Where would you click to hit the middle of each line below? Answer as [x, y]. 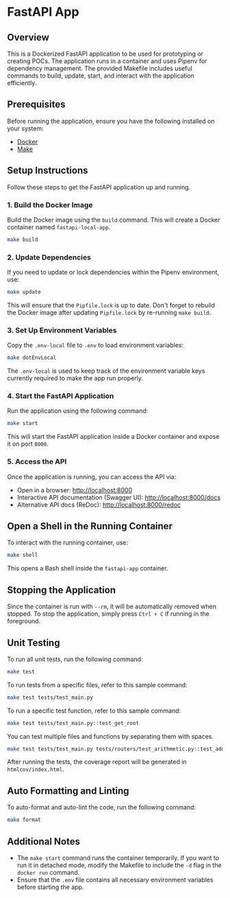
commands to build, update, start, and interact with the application [101, 76]
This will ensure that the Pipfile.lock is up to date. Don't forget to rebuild [111, 305]
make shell [23, 555]
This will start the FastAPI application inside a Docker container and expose [113, 437]
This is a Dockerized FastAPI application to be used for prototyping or [105, 54]
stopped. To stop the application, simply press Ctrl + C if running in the [108, 614]
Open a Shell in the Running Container [90, 526]
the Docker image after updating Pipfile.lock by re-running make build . [109, 312]
